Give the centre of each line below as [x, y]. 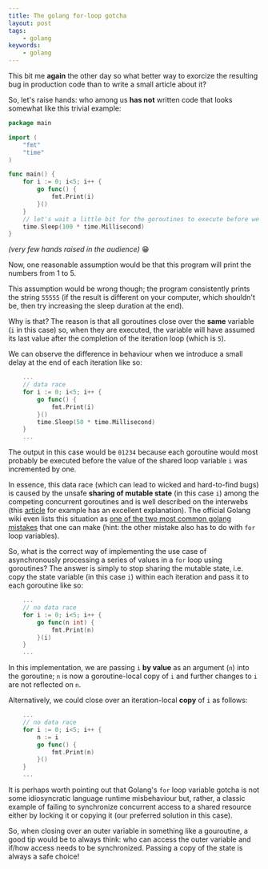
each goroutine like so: [46, 585]
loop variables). [34, 536]
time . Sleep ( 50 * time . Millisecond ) [96, 422]
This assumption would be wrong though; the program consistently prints [129, 289]
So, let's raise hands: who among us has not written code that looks [120, 100]
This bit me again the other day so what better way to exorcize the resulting [133, 76]
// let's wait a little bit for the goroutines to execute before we [141, 219]
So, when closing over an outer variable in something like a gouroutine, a [128, 831]
